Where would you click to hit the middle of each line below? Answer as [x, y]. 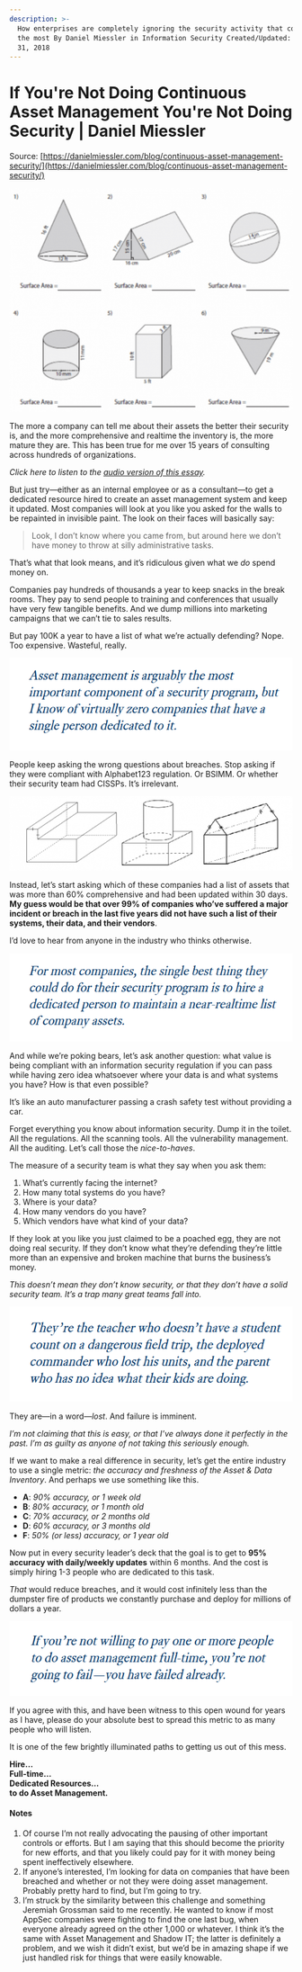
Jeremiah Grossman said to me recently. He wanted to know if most [148, 1909]
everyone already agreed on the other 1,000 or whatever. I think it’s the [153, 1929]
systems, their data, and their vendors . [83, 923]
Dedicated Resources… [54, 1783]
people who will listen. [50, 1729]
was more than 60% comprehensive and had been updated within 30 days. [149, 894]
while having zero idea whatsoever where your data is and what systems [144, 1074]
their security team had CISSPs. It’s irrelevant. [94, 784]
